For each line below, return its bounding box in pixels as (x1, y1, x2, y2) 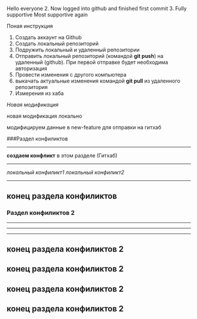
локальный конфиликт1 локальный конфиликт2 (6, 169, 125, 176)
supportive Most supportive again (6, 11, 88, 18)
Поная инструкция (6, 23, 53, 29)
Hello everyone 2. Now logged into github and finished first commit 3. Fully (6, 5, 187, 12)
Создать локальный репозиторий (15, 40, 99, 47)
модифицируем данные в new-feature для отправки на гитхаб (6, 124, 161, 131)
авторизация (15, 65, 47, 72)
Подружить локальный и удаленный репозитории (15, 46, 140, 53)
